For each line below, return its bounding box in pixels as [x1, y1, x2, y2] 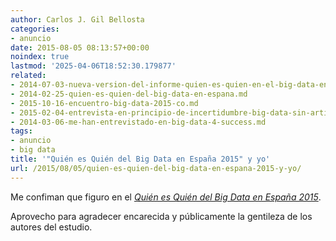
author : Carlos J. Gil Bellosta [10, 14, 145, 25]
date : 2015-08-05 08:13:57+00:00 [10, 42, 150, 53]
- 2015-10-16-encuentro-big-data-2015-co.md [10, 98, 199, 108]
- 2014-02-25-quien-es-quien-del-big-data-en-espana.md [10, 89, 248, 99]
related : [10, 71, 47, 81]
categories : [10, 24, 60, 34]
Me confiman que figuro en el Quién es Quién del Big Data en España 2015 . [10, 191, 322, 203]
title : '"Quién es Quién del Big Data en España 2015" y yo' [10, 154, 271, 164]
